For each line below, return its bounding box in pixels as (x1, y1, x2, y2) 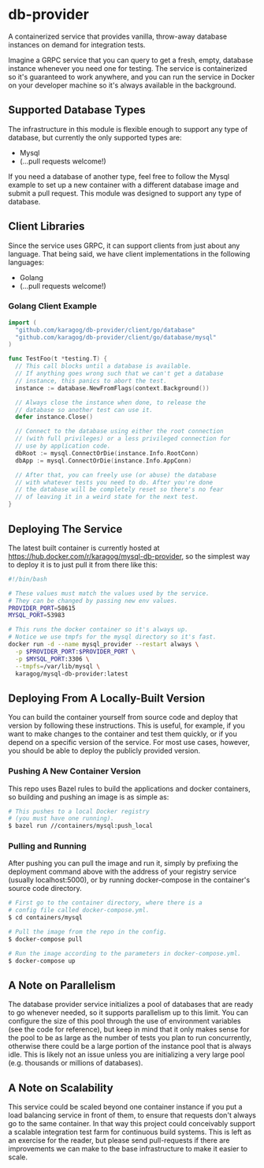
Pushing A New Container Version (8, 766, 142, 777)
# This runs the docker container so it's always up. (8, 626, 189, 634)
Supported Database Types (8, 103, 146, 117)
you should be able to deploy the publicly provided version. (8, 746, 201, 755)
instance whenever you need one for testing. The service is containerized (8, 63, 247, 73)
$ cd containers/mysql (8, 914, 83, 922)
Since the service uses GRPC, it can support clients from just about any (8, 241, 240, 250)
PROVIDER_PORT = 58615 (8, 604, 76, 612)
